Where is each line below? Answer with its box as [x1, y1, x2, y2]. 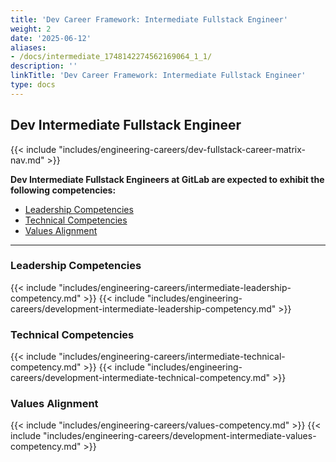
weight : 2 [10, 24, 52, 34]
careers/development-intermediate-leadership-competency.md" [10, 302, 277, 315]
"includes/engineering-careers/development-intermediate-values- [43, 430, 317, 442]
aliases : [10, 42, 47, 53]
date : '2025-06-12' [10, 33, 92, 43]
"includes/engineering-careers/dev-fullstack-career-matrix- [58, 143, 306, 155]
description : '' [10, 61, 78, 71]
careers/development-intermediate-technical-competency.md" [10, 372, 271, 384]
